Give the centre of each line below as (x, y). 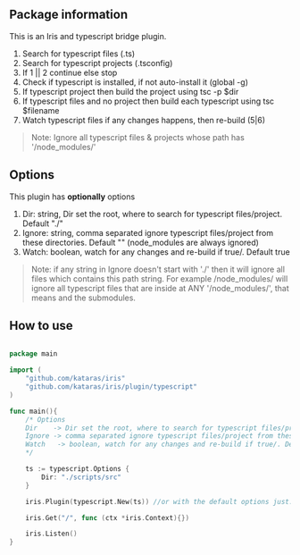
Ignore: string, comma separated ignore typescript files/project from (148, 232)
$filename (41, 110)
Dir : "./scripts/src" (82, 477)
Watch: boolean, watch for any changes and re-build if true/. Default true (156, 252)
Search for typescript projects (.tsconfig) (97, 63)
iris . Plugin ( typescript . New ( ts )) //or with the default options (147, 501)
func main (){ (33, 411)
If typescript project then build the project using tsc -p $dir (130, 91)
